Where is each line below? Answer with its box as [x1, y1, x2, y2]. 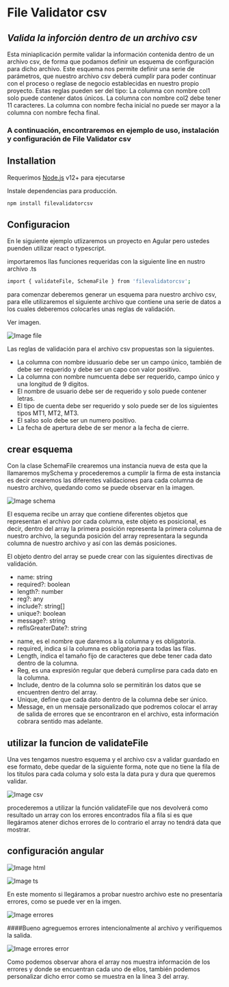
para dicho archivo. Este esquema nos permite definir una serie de [7, 65, 195, 73]
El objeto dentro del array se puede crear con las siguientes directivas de [7, 553, 213, 561]
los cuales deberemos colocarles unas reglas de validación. [7, 305, 176, 313]
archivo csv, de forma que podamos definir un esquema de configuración [7, 58, 215, 66]
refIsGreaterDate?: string [16, 624, 87, 632]
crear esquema [7, 443, 73, 455]
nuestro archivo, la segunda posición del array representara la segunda [7, 532, 208, 540]
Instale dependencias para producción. [7, 186, 118, 195]
